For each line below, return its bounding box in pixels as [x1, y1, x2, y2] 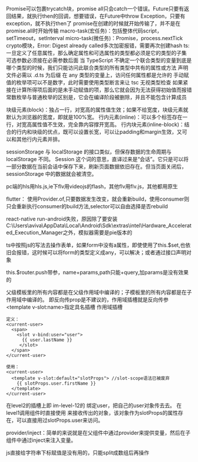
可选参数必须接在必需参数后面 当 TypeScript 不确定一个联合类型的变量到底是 [6, 57, 192, 64]
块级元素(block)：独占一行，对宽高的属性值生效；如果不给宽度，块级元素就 [6, 106, 189, 113]
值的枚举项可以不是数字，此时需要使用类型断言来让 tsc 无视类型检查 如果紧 [6, 79, 189, 86]
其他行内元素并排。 [16, 136, 63, 143]
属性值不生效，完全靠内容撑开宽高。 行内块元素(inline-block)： [31, 121, 184, 128]
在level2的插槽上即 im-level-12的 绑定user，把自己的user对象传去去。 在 [6, 402, 182, 409]
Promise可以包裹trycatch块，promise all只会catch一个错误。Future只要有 [6, 5, 184, 12]
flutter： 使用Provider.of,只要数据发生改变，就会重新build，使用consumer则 [6, 195, 190, 202]
